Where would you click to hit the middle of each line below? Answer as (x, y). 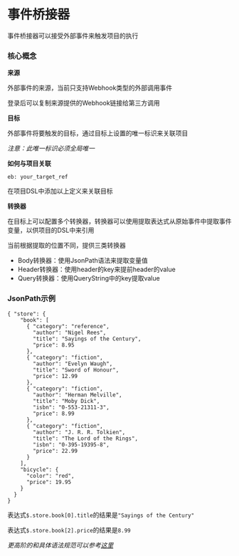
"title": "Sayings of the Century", (87, 339)
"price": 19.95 (49, 482)
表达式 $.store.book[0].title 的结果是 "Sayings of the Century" (101, 515)
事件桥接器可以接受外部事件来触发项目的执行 (73, 36)
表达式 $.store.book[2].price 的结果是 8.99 (69, 530)
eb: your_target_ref (38, 177)
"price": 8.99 (54, 414)
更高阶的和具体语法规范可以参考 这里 (60, 545)
